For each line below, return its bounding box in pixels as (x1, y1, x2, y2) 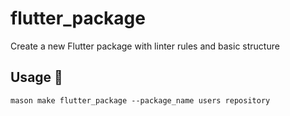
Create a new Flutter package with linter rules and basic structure (10, 40, 280, 52)
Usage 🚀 (10, 69, 63, 86)
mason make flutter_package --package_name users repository (10, 95, 271, 106)
